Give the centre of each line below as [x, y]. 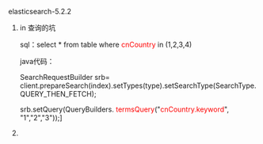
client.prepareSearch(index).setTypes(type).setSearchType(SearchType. [138, 85]
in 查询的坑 [38, 28]
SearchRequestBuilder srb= [65, 77]
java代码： [37, 61]
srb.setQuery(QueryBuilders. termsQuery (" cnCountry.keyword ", [124, 109]
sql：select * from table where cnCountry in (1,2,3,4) [106, 44]
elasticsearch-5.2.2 [40, 11]
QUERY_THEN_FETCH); [58, 94]
